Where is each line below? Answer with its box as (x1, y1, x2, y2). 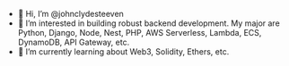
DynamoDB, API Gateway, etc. (17, 37, 130, 47)
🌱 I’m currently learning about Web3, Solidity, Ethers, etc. (17, 46, 230, 57)
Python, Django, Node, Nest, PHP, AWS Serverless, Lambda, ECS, (17, 28, 262, 37)
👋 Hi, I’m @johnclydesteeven (17, 9, 124, 19)
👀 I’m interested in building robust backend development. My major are (17, 18, 280, 29)
